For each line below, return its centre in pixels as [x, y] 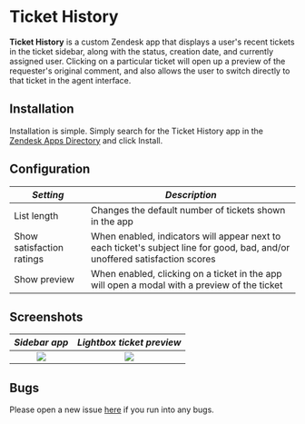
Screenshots [46, 316]
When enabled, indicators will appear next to [186, 236]
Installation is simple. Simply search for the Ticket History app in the [136, 131]
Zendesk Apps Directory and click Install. [86, 140]
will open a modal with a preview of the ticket [187, 285]
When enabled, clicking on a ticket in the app [186, 273]
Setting [48, 194]
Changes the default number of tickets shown [188, 210]
